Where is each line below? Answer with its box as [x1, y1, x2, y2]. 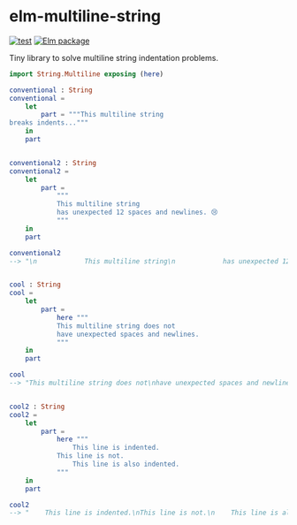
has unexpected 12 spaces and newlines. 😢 [56, 208, 218, 217]
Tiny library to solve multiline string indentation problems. [9, 52, 219, 63]
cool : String [9, 280, 62, 289]
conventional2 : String [9, 158, 97, 167]
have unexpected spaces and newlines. [56, 330, 200, 339]
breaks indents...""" [9, 118, 89, 127]
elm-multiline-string [9, 6, 162, 27]
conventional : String [9, 86, 93, 95]
